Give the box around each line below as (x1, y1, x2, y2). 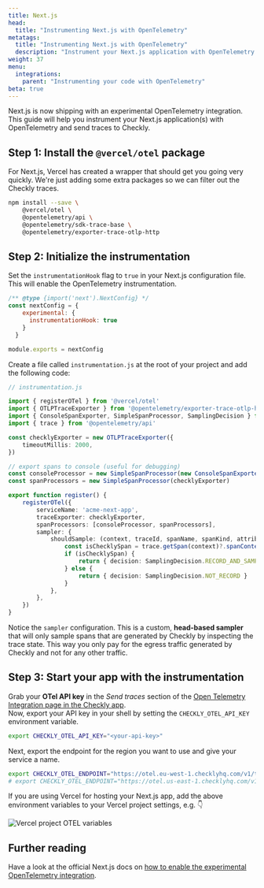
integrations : (15, 70, 61, 78)
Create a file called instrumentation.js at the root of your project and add (8, 359, 247, 369)
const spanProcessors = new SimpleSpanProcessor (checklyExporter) (8, 477, 230, 485)
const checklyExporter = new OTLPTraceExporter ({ (8, 433, 174, 441)
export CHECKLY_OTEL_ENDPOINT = (8, 770, 111, 778)
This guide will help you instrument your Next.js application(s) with (8, 115, 224, 124)
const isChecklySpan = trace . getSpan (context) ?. (64, 543, 226, 551)
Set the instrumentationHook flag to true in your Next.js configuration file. (8, 271, 246, 281)
